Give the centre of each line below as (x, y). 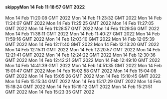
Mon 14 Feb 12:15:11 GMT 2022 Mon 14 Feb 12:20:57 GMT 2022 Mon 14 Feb (83, 50)
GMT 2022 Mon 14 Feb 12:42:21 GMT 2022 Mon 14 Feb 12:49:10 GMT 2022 (83, 60)
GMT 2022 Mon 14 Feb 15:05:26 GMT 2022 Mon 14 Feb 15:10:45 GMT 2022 (83, 76)
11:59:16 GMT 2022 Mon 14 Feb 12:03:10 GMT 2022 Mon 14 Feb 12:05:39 (80, 39)
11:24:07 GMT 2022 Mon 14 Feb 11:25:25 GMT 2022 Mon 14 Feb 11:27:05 (80, 23)
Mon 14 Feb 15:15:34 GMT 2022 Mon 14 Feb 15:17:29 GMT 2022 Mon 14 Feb (83, 82)
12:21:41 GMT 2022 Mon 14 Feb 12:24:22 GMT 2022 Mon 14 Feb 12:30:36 (81, 55)
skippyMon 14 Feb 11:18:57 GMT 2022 (45, 7)
